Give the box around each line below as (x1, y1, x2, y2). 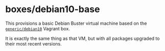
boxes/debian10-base (5, 4, 100, 15)
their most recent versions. (5, 40, 62, 46)
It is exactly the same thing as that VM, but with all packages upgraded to (5, 35, 160, 41)
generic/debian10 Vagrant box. (5, 25, 70, 31)
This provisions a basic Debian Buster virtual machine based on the (5, 20, 147, 26)
